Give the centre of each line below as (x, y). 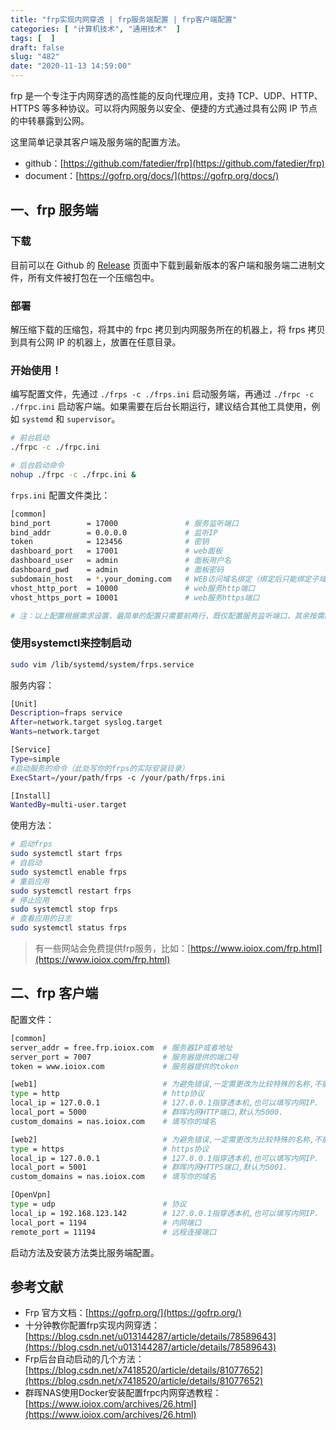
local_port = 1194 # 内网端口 (106, 1222)
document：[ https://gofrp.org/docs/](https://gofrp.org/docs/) (152, 175)
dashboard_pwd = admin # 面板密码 (117, 570)
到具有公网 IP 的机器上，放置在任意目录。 (96, 342)
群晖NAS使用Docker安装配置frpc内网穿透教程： (123, 1393)
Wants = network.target (55, 732)
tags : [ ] (33, 38)
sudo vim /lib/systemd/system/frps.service (102, 664)
